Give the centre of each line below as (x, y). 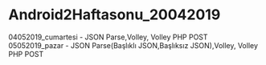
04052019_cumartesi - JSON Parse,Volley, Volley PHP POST (108, 37)
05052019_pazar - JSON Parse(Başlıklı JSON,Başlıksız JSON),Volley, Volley (133, 45)
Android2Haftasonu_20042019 (115, 15)
